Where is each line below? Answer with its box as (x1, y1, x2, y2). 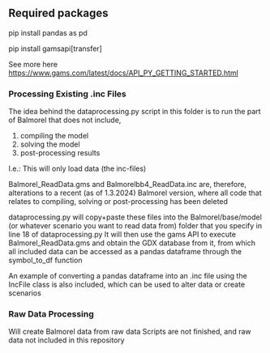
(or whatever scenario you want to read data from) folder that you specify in (8, 221, 262, 231)
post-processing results (19, 148, 101, 158)
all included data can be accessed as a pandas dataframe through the (8, 247, 242, 257)
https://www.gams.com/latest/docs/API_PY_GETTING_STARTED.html (8, 68, 239, 78)
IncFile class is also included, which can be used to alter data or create (8, 279, 246, 290)
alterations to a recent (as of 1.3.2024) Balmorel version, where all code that (8, 188, 262, 198)
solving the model (19, 139, 80, 149)
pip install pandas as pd (8, 28, 88, 37)
